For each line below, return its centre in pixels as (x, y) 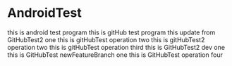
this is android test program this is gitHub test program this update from (111, 32)
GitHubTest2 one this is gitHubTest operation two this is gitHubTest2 (106, 39)
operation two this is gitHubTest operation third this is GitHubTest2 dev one (116, 47)
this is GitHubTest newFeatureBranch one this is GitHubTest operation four (115, 55)
